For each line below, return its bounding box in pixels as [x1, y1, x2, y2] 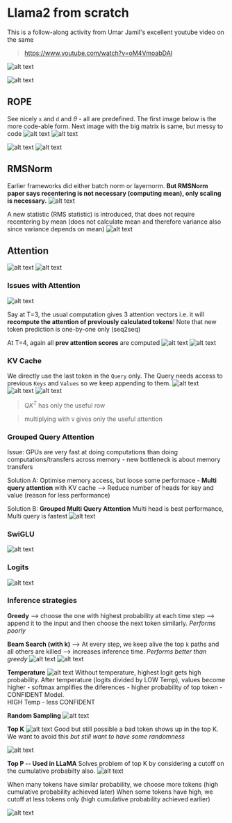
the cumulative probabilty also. [7, 767, 96, 775]
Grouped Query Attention [7, 432, 95, 442]
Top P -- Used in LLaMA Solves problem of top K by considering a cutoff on [7, 759, 224, 767]
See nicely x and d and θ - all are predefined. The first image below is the [7, 114, 217, 123]
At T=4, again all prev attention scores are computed [7, 338, 160, 346]
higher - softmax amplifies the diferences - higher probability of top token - [7, 683, 223, 691]
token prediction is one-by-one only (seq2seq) [7, 325, 141, 333]
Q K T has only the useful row [24, 399, 106, 409]
